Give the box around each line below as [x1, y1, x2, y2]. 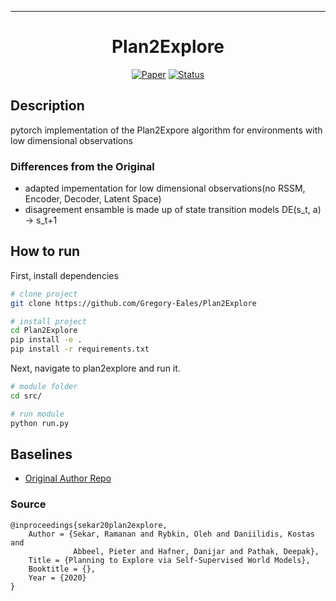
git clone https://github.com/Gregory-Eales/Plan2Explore [10, 298, 257, 308]
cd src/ [10, 391, 43, 401]
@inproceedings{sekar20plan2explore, [10, 520, 168, 530]
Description [10, 97, 85, 115]
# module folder [10, 382, 78, 392]
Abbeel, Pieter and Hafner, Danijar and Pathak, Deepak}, [73, 546, 320, 556]
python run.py [10, 418, 70, 428]
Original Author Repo [24, 472, 112, 485]
